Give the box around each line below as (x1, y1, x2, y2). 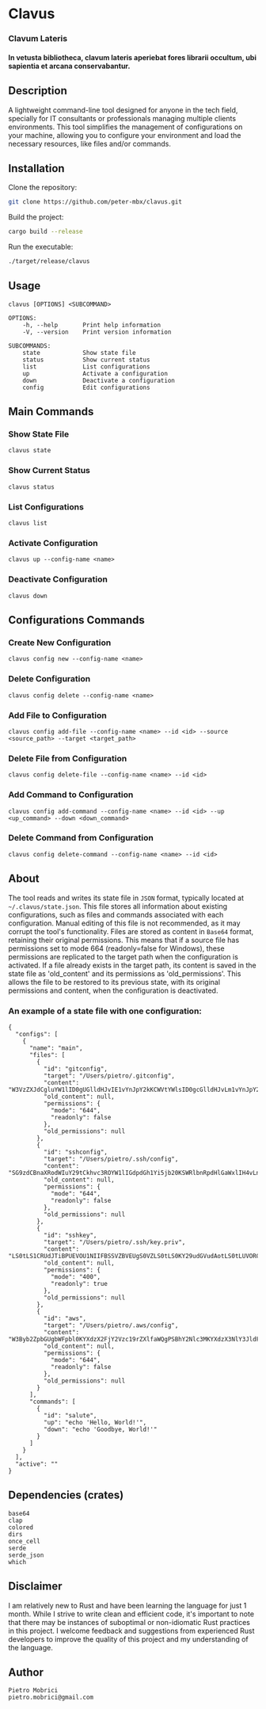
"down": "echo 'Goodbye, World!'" (43, 1425, 158, 1433)
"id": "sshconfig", (43, 1148, 108, 1156)
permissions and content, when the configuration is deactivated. (8, 986, 218, 995)
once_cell (8, 1537, 41, 1545)
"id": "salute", (43, 1411, 97, 1419)
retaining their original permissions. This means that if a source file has (8, 935, 240, 944)
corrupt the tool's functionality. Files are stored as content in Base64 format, (8, 926, 254, 936)
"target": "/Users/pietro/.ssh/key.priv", (43, 1238, 186, 1246)
